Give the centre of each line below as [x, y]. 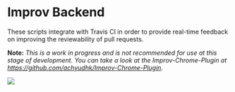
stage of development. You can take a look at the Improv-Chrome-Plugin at [117, 60]
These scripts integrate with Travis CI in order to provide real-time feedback [118, 32]
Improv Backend [56, 12]
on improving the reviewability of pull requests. [76, 39]
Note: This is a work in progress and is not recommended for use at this [112, 53]
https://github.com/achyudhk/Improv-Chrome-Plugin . [85, 67]
